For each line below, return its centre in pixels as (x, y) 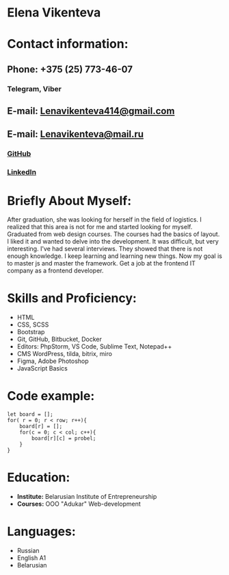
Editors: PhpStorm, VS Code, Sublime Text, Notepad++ (94, 347)
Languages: (42, 531)
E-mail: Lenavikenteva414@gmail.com (91, 111)
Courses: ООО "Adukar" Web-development (79, 504)
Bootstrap (31, 332)
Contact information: (68, 44)
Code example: (51, 396)
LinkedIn (22, 172)
